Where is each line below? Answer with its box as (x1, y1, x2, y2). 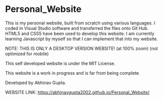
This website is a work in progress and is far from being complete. (5, 70, 140, 76)
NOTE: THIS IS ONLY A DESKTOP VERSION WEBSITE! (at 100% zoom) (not (5, 45, 158, 51)
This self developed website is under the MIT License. (5, 60, 115, 66)
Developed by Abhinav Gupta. (5, 80, 66, 86)
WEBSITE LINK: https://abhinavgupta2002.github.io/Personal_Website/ (5, 89, 150, 95)
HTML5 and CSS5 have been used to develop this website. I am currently (5, 30, 155, 36)
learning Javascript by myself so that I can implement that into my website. (5, 36, 158, 42)
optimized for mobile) (5, 51, 49, 57)
